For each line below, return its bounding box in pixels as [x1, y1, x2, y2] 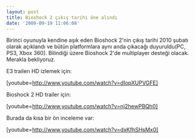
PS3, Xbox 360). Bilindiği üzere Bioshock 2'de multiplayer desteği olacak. [6, 50, 190, 57]
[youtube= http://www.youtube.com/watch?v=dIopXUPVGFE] [6, 79, 159, 86]
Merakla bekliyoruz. [6, 56, 56, 63]
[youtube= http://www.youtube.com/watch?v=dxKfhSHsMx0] [6, 126, 159, 134]
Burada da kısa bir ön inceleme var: [6, 114, 95, 121]
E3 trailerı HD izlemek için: [6, 68, 72, 75]
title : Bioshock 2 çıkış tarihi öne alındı [6, 15, 118, 21]
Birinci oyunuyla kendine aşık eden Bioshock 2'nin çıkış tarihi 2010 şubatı [6, 37, 189, 44]
